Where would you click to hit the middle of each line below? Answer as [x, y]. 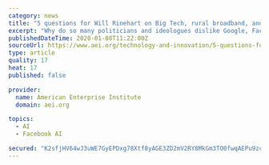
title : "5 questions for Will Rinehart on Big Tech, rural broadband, [128, 23]
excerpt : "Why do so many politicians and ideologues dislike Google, [128, 30]
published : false [37, 75]
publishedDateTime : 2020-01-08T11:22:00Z [78, 38]
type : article [32, 53]
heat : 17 [23, 68]
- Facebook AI [39, 134]
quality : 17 [28, 61]
